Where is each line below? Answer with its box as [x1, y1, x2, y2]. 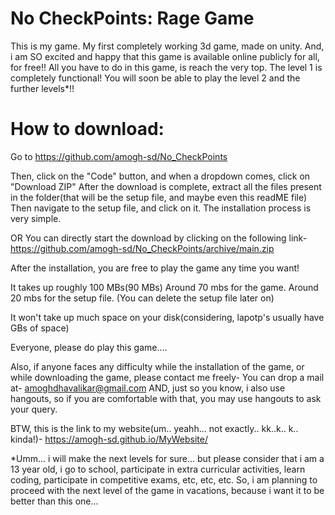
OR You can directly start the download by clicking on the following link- [10, 232, 308, 244]
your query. [10, 403, 58, 415]
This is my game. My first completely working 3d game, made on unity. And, [10, 40, 325, 52]
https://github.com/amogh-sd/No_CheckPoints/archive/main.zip [10, 242, 275, 254]
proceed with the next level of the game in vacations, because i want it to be [10, 484, 325, 496]
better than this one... [10, 495, 99, 507]
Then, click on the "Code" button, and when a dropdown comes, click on [10, 170, 311, 182]
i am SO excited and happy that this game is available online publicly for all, [10, 50, 320, 62]
